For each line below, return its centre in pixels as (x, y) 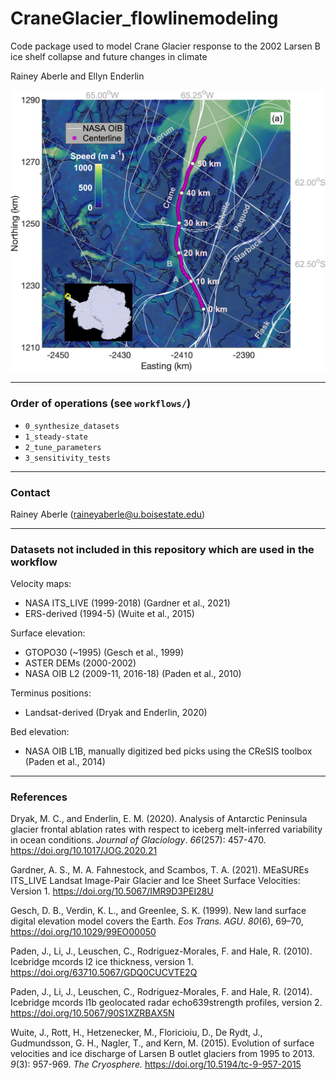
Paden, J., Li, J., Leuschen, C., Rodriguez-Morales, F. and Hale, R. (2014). (161, 992)
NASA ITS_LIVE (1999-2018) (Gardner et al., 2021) (127, 603)
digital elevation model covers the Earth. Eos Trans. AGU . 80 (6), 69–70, (157, 921)
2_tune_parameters (63, 447)
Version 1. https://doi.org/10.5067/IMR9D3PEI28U (112, 891)
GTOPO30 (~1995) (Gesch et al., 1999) (104, 653)
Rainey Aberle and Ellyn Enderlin (77, 76)
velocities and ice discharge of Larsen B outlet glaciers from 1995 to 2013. (162, 1054)
